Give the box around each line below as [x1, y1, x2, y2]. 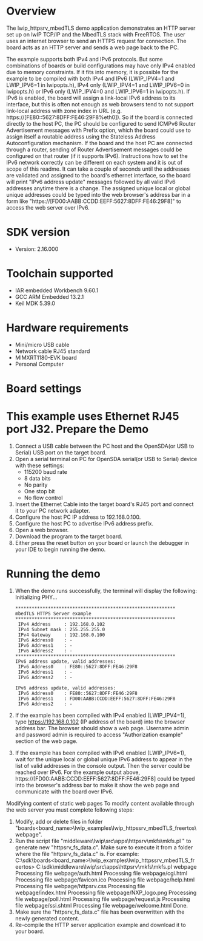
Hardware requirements [6, 321, 129, 335]
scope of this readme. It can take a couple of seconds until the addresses [6, 165, 190, 173]
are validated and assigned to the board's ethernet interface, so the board [6, 171, 191, 179]
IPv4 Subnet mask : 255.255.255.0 [18, 626, 105, 632]
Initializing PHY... [15, 594, 58, 601]
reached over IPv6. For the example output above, [15, 768, 141, 776]
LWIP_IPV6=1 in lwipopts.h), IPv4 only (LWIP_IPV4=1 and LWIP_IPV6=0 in [6, 81, 190, 89]
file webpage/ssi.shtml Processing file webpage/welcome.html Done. [15, 902, 188, 909]
